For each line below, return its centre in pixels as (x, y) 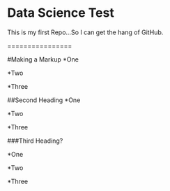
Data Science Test (61, 13)
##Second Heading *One (44, 100)
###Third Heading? (35, 141)
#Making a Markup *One (43, 59)
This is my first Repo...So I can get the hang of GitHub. (85, 32)
